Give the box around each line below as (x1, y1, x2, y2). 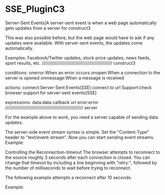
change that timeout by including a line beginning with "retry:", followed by (5, 159, 157, 165)
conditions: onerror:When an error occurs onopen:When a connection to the (5, 69, 161, 75)
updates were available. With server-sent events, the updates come (5, 40, 143, 46)
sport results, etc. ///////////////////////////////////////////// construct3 (5, 60, 136, 66)
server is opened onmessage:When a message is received (5, 75, 124, 81)
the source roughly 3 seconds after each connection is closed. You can (5, 154, 151, 160)
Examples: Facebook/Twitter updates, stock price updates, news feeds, (5, 54, 151, 60)
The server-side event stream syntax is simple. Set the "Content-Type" (5, 129, 149, 135)
